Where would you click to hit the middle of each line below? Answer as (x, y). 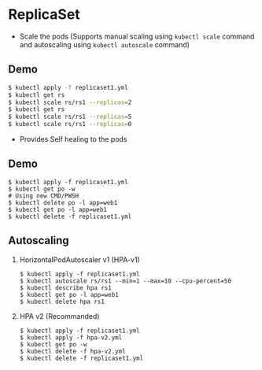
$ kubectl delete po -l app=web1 (63, 202)
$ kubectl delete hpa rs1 (62, 302)
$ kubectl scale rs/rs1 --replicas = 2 (70, 102)
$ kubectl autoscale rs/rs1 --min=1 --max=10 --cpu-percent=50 (125, 281)
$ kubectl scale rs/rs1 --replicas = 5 (70, 117)
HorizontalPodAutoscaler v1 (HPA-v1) (79, 259)
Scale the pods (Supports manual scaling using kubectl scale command (137, 36)
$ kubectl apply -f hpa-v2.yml (71, 337)
